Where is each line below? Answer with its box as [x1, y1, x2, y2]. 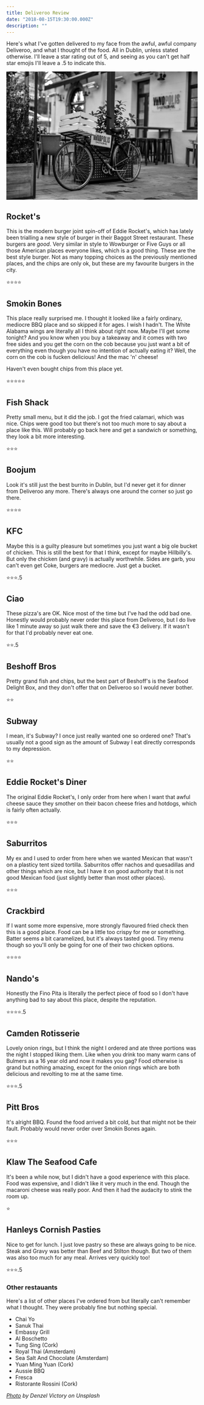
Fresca [15, 1373, 33, 1381]
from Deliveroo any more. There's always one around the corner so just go [6, 487, 193, 495]
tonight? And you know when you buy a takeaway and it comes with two [6, 334, 187, 341]
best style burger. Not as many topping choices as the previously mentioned [6, 253, 197, 261]
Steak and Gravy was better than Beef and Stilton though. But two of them [6, 1247, 192, 1255]
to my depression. [6, 745, 52, 753]
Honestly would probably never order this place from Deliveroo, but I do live [6, 616, 196, 624]
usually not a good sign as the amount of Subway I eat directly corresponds [6, 739, 195, 746]
